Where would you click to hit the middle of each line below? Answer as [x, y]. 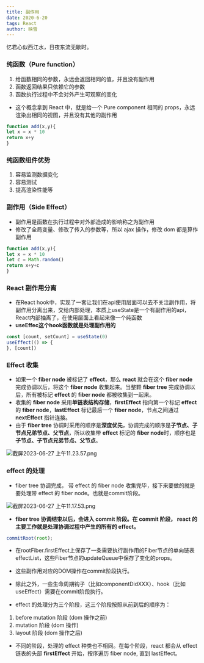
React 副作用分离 [31, 288]
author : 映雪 [22, 29]
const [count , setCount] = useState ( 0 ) [57, 337]
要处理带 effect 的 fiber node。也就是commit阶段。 [79, 493]
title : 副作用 [23, 12]
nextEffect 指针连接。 [43, 418]
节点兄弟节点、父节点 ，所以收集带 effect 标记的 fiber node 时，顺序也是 [106, 433]
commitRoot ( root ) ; [30, 538]
